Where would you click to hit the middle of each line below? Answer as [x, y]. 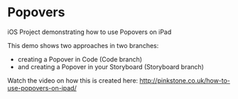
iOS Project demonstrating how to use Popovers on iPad [90, 32]
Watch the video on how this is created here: [73, 80]
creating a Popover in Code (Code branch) [80, 59]
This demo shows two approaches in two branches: [83, 45]
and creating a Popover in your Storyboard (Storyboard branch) [111, 66]
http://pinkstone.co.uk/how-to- [185, 80]
